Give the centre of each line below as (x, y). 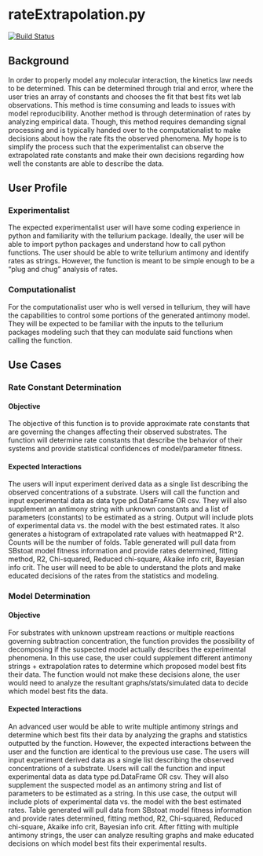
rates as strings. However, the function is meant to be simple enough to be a (131, 261)
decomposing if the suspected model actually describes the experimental (127, 649)
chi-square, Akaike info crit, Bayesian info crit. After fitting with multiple (124, 826)
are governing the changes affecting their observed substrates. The (118, 432)
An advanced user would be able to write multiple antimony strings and (123, 726)
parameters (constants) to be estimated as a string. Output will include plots (131, 517)
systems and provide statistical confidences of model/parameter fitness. (126, 449)
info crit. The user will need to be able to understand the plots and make (125, 568)
